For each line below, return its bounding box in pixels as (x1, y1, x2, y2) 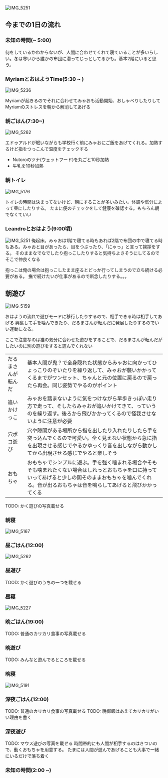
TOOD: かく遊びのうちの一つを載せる (5, 579, 82, 585)
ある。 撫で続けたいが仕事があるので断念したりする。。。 (13, 273, 129, 279)
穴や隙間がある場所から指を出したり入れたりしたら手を (27, 427, 157, 434)
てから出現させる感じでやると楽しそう (27, 449, 117, 456)
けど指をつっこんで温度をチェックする (9, 146, 88, 152)
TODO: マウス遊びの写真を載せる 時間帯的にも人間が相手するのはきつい (5, 740, 153, 746)
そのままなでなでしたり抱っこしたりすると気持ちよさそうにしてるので (14, 250, 160, 256)
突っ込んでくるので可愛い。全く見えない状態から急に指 (27, 434, 157, 441)
